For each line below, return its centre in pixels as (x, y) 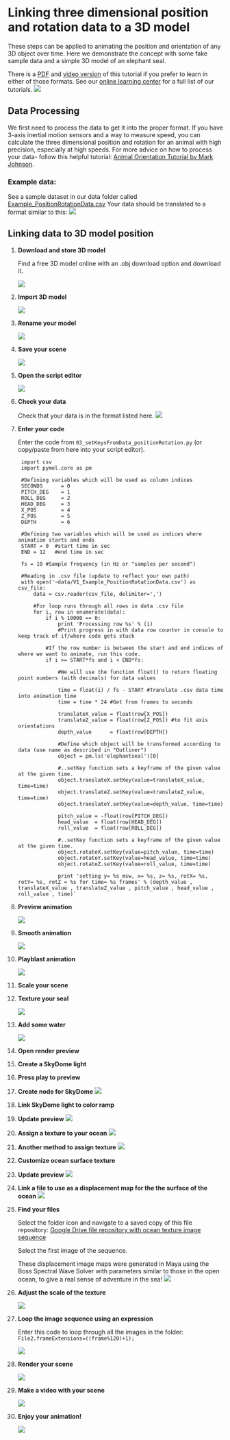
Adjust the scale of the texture (62, 1292)
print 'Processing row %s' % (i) (105, 624)
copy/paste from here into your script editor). (81, 449)
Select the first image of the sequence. (73, 1250)
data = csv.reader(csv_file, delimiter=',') (98, 594)
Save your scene (42, 349)
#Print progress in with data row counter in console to (141, 630)
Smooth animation (44, 933)
